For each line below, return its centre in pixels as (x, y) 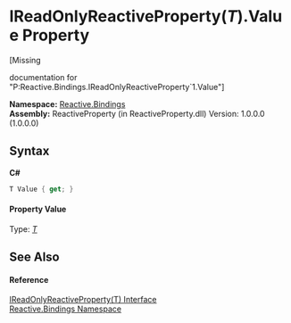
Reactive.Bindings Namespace (66, 309)
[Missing (25, 60)
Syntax (29, 151)
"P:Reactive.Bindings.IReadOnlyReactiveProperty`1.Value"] (117, 87)
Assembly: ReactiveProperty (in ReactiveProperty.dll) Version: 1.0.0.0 (137, 113)
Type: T (23, 228)
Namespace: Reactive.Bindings (67, 104)
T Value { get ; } (42, 189)
